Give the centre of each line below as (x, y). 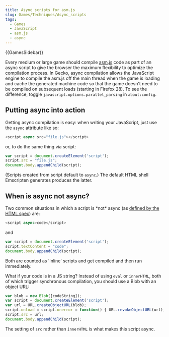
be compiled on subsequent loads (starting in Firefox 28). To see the (76, 89)
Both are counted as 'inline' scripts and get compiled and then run (74, 261)
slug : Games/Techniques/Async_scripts (46, 15)
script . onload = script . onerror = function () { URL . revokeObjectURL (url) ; (85, 310)
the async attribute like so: (32, 128)
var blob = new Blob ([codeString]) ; (44, 296)
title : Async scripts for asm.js (40, 10)
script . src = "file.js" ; (31, 160)
